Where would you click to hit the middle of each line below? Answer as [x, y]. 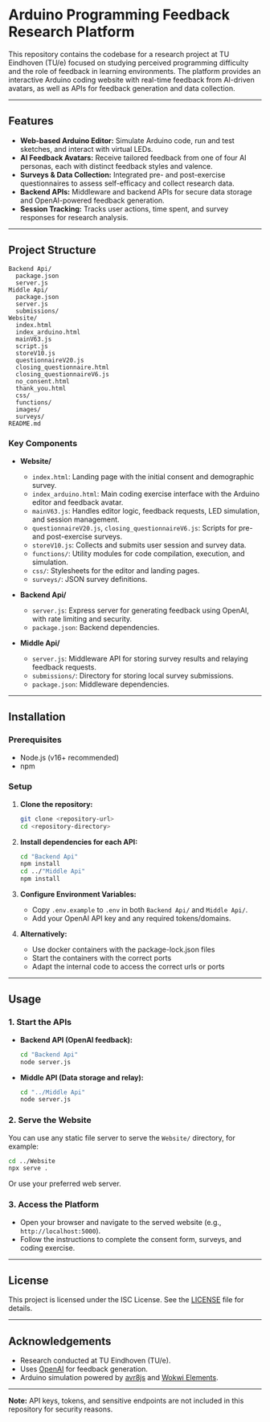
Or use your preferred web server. [65, 1184]
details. [20, 1309]
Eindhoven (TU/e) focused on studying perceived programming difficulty [129, 63]
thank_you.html [41, 388]
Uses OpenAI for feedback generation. [84, 1369]
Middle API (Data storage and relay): [82, 1077]
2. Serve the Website [50, 1121]
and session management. [76, 519]
